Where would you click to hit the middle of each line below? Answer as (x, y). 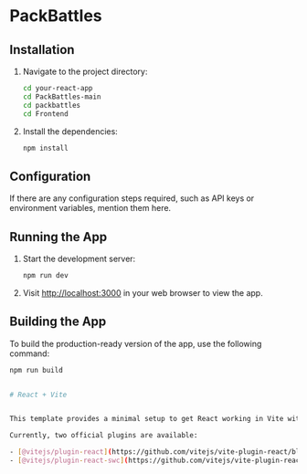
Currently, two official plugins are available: (104, 436)
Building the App (58, 322)
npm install (45, 148)
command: (30, 353)
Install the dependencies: (70, 131)
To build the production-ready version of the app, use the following (136, 343)
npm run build (37, 370)
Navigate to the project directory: (85, 71)
